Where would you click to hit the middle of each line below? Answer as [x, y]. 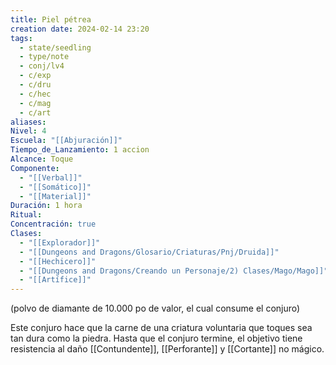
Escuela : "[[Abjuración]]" [66, 141]
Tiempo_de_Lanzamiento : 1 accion [80, 150]
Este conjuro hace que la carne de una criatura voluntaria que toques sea [161, 328]
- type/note [44, 57]
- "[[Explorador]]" [60, 242]
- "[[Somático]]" [55, 187]
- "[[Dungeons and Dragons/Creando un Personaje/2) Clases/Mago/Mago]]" [174, 271]
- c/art [35, 112]
